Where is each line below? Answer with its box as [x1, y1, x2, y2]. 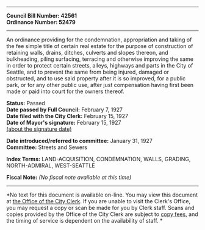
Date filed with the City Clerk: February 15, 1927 [6, 113, 129, 119]
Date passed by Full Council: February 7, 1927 [6, 106, 123, 113]
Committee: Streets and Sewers [6, 144, 87, 151]
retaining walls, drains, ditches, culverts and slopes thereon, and [6, 49, 169, 56]
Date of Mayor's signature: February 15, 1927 [6, 119, 121, 126]
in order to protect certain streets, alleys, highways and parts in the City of [6, 62, 193, 69]
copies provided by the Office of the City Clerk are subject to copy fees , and [6, 211, 198, 218]
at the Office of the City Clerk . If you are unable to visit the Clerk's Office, [6, 198, 191, 204]
